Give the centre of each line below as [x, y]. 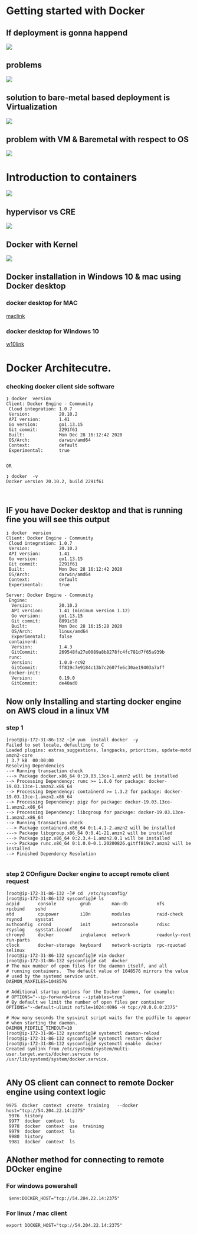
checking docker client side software [60, 387]
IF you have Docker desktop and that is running [94, 510]
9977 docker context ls [42, 1121]
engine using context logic [56, 1092]
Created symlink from [33, 1049]
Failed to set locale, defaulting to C [55, 745]
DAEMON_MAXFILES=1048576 [37, 982]
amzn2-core [19, 755]
